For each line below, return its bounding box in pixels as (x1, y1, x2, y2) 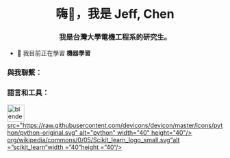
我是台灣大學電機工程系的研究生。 (59, 32, 171, 42)
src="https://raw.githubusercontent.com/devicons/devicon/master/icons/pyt (7, 121, 223, 129)
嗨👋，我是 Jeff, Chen (55, 6, 175, 22)
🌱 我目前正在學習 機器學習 (16, 49, 91, 57)
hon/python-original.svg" (7, 128, 79, 137)
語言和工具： (7, 88, 50, 98)
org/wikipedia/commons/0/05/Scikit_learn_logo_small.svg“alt (7, 135, 180, 144)
